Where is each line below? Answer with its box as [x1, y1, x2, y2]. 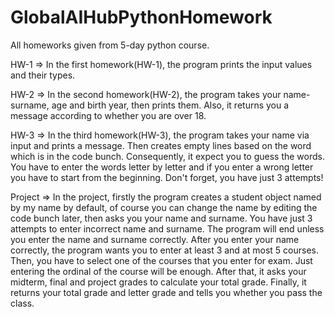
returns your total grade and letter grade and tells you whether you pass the [10, 286, 323, 298]
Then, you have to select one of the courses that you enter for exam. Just [10, 254, 313, 266]
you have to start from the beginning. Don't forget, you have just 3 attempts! [10, 171, 324, 183]
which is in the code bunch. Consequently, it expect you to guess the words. [10, 150, 326, 162]
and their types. [10, 69, 76, 81]
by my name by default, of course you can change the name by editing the [10, 201, 318, 213]
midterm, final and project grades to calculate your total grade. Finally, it [10, 276, 307, 288]
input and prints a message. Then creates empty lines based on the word [10, 139, 312, 151]
